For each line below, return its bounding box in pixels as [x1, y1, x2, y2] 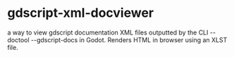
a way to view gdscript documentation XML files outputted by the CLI [7, 28, 209, 37]
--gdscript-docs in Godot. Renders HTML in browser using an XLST [30, 35, 228, 44]
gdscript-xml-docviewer [7, 5, 154, 21]
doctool [7, 35, 30, 44]
